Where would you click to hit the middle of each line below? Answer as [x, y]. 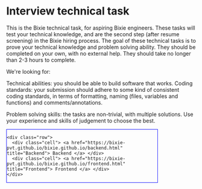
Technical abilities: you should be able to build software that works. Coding [99, 83]
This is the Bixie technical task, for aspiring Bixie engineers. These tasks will [101, 28]
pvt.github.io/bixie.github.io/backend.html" [65, 148]
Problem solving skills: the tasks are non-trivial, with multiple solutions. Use [100, 114]
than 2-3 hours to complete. [41, 60]
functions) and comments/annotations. [55, 102]
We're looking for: [28, 71]
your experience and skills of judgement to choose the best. [81, 120]
